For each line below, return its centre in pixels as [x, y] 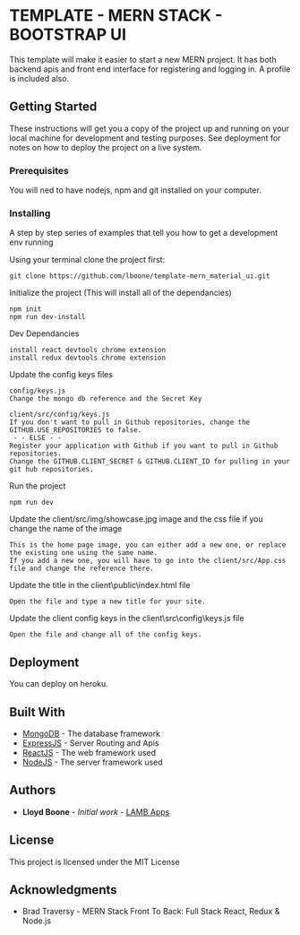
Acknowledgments [64, 890]
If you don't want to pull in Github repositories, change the [130, 422]
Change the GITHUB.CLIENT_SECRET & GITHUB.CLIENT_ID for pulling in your [150, 462]
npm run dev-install [48, 317]
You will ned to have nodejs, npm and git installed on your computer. [135, 190]
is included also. [39, 78]
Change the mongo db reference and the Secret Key [106, 399]
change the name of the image [66, 529]
